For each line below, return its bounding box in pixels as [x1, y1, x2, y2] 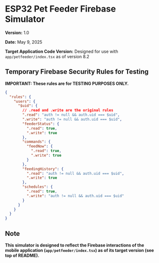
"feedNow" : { [26, 144, 53, 149]
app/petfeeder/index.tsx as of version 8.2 [5, 53, 89, 59]
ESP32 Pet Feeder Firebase [5, 3, 116, 15]
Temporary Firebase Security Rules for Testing [5, 68, 149, 76]
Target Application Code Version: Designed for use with [5, 48, 118, 54]
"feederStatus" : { [22, 121, 59, 126]
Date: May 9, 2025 [5, 39, 43, 45]
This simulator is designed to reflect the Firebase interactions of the [5, 242, 145, 248]
